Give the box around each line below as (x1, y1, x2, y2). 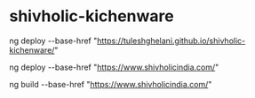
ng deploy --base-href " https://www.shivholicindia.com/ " (9, 62, 219, 72)
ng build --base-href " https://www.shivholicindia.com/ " (9, 79, 212, 89)
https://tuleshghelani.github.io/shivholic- (96, 35, 246, 46)
